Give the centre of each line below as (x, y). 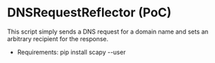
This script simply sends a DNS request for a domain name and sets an (108, 32)
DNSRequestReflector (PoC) (90, 13)
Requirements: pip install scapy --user (71, 52)
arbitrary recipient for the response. (58, 38)
